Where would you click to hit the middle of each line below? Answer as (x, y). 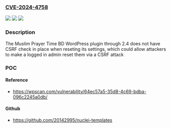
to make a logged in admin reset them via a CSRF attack (65, 54)
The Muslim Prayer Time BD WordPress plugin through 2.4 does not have (83, 43)
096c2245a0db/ (30, 97)
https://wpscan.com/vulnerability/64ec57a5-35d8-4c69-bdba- (80, 92)
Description (20, 32)
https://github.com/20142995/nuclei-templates (62, 120)
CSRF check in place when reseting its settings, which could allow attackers (86, 49)
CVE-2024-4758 (27, 7)
